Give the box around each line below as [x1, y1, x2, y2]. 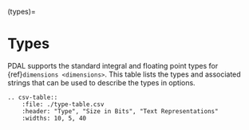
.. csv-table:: [7, 93, 58, 101]
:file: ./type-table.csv [22, 100, 105, 108]
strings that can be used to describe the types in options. [7, 77, 196, 87]
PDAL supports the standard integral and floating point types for [7, 61, 219, 70]
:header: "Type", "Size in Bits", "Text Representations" [22, 107, 219, 115]
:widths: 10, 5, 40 [22, 114, 87, 122]
